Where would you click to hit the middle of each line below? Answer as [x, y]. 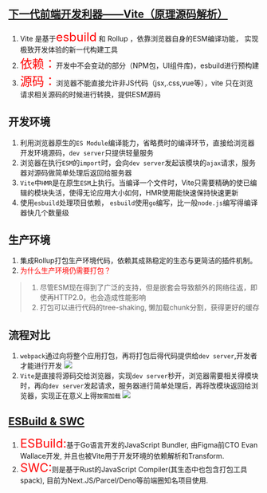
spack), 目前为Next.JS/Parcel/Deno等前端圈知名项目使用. [114, 480]
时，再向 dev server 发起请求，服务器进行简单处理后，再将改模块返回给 [135, 386]
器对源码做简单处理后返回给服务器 [76, 172]
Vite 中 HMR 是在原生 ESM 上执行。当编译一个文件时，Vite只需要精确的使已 [135, 183]
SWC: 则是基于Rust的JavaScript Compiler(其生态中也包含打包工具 [133, 468]
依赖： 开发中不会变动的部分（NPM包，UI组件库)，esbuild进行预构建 [139, 64]
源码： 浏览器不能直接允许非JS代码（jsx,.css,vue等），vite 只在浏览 [136, 81]
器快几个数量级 [44, 212]
